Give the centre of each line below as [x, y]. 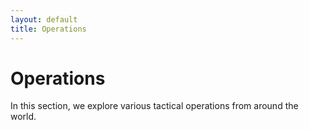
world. [23, 117]
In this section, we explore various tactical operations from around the [154, 106]
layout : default [44, 19]
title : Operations [48, 29]
